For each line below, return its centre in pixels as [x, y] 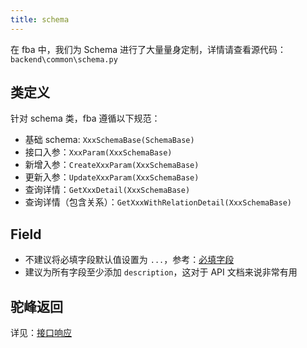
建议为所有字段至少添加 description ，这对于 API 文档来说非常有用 [161, 272]
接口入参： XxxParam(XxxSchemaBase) [98, 152]
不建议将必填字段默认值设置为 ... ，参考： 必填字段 [129, 260]
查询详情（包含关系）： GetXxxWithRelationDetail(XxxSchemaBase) [158, 202]
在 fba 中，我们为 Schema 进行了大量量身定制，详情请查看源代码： [148, 49]
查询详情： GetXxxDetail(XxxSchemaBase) [107, 190]
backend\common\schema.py [64, 59]
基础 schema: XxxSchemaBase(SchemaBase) [109, 140]
